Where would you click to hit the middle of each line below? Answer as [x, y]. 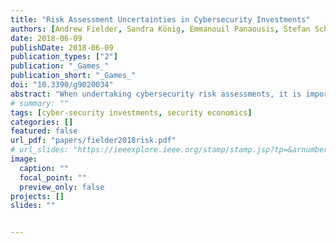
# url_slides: [40, 150]
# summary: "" [40, 103]
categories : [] [42, 122]
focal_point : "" [53, 177]
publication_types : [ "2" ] [64, 57]
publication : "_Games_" [60, 66]
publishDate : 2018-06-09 [62, 47]
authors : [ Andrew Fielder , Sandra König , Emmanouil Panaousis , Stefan [160, 29]
